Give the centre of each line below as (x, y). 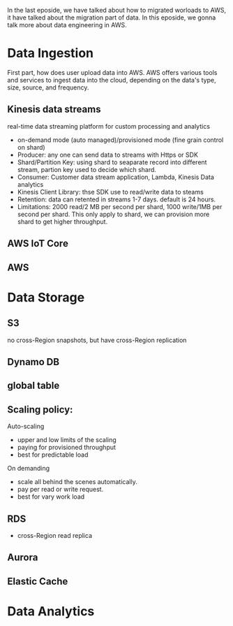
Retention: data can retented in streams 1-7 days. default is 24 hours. (116, 199)
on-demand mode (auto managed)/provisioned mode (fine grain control (120, 140)
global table (33, 386)
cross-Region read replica (55, 535)
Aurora (23, 558)
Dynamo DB (33, 362)
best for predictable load (53, 455)
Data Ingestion (51, 54)
